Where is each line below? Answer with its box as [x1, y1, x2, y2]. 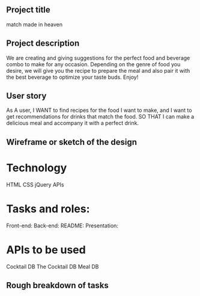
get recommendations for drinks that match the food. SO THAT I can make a [6, 113, 195, 120]
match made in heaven [6, 20, 63, 28]
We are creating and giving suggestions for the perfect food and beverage [6, 54, 190, 61]
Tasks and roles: [6, 202, 90, 215]
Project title [6, 5, 51, 15]
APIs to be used [6, 243, 86, 256]
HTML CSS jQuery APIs [6, 180, 64, 188]
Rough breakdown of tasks [6, 280, 109, 291]
